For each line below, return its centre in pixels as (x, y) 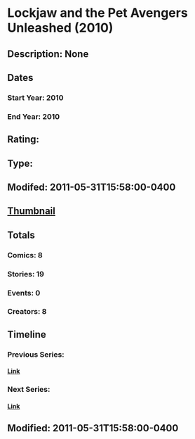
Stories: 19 (26, 274)
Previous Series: (36, 355)
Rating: (23, 140)
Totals (21, 235)
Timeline (27, 335)
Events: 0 (24, 293)
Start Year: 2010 (36, 98)
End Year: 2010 (34, 116)
